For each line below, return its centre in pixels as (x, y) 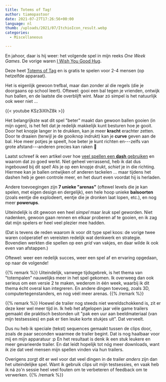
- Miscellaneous (26, 38)
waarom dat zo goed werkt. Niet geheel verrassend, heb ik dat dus (73, 161)
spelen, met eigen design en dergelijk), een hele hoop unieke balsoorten (79, 192)
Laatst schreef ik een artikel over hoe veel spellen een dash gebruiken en (80, 156)
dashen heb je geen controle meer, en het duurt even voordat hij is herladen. (83, 177)
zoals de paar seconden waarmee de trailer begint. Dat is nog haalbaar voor (83, 334)
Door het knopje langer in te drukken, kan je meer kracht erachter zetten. (80, 131)
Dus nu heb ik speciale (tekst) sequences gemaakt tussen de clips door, (78, 328)
